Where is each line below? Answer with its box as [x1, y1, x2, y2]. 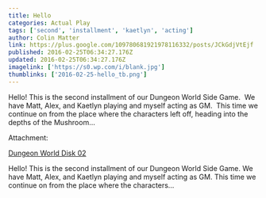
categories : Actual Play [8, 19, 91, 27]
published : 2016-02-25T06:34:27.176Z [8, 48, 133, 56]
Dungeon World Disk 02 [8, 148, 87, 158]
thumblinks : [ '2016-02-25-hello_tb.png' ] [8, 70, 148, 78]
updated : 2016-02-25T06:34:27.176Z [8, 56, 126, 64]
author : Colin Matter [8, 33, 80, 42]
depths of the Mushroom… [8, 117, 95, 127]
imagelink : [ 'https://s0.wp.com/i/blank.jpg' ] [8, 63, 165, 71]
